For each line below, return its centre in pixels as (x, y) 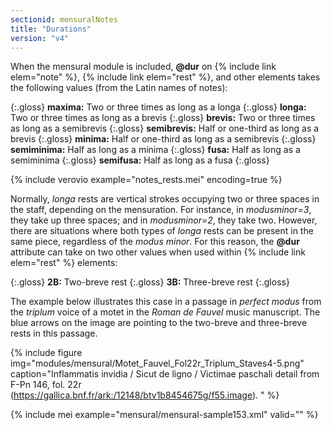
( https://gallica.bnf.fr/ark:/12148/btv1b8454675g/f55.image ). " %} (145, 395)
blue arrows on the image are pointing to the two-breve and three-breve (159, 323)
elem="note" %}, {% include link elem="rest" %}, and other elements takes (165, 77)
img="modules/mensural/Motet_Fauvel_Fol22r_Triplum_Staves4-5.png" (157, 363)
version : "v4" (40, 38)
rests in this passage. (54, 333)
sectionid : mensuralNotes (64, 19)
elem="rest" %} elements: (64, 263)
